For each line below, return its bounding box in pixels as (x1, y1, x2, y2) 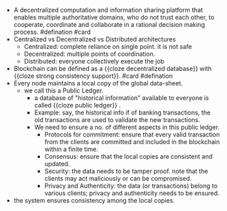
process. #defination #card (13, 28, 91, 36)
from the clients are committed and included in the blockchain (44, 138, 220, 145)
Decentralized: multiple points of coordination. (23, 50, 155, 58)
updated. (44, 160, 70, 168)
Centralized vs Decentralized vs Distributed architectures (13, 35, 176, 43)
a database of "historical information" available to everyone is (34, 94, 209, 102)
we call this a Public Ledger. (23, 86, 104, 94)
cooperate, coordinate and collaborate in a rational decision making (13, 21, 205, 28)
